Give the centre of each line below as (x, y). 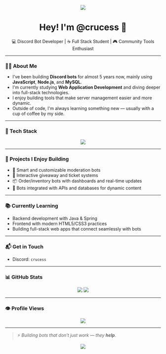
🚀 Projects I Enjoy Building (37, 159)
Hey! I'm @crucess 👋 (83, 28)
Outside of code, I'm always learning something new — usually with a (83, 109)
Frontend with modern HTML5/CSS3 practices (60, 224)
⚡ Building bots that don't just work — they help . (66, 335)
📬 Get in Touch (24, 247)
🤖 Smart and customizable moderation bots (56, 170)
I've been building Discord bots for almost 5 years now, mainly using (82, 77)
